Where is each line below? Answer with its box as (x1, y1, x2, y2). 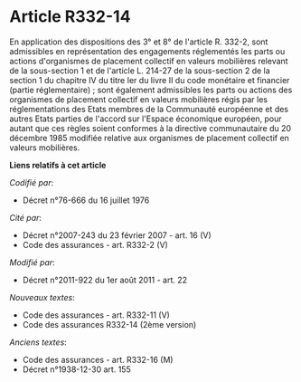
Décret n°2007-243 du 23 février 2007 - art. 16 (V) (22, 229, 212, 241)
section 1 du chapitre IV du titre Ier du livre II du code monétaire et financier (9, 74, 290, 85)
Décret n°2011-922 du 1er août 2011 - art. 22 (22, 274, 188, 285)
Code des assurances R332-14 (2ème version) (22, 319, 197, 329)
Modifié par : (9, 256, 56, 268)
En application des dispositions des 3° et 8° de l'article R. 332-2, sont (9, 36, 268, 47)
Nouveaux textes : (9, 291, 75, 302)
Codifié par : (9, 177, 54, 187)
